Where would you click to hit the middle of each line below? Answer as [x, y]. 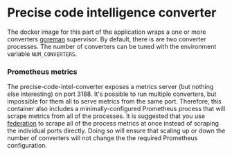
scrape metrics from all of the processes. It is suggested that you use [106, 116]
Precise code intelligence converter [112, 13]
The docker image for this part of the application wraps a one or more [107, 32]
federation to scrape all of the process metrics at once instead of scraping [113, 124]
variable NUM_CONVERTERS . [42, 54]
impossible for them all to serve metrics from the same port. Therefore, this [114, 101]
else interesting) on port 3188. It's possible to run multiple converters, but [112, 94]
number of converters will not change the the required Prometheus [102, 138]
